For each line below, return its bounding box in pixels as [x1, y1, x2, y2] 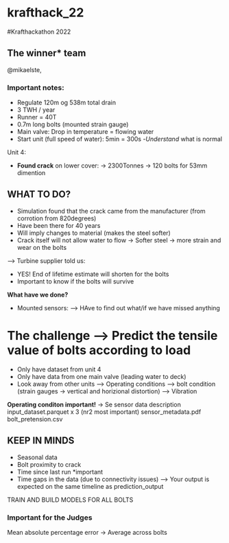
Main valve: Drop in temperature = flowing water [16, 128, 154, 136]
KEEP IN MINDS [7, 435, 75, 447]
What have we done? [7, 290, 69, 299]
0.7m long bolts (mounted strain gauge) [16, 120, 129, 128]
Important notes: [7, 82, 64, 92]
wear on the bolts [16, 243, 67, 251]
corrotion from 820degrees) [16, 214, 97, 222]
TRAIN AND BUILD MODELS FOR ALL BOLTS [7, 496, 134, 504]
